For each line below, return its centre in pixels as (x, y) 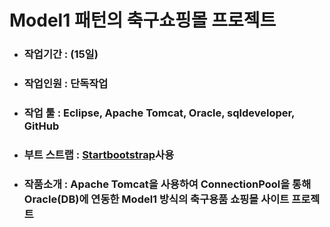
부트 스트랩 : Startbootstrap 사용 (99, 154)
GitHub (41, 126)
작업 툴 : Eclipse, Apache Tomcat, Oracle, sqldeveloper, (159, 113)
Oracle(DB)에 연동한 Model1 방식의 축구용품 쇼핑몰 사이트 (156, 199)
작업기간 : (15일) (61, 54)
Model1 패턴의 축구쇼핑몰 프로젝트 (143, 20)
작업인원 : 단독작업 (66, 84)
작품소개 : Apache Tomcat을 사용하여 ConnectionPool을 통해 (167, 184)
